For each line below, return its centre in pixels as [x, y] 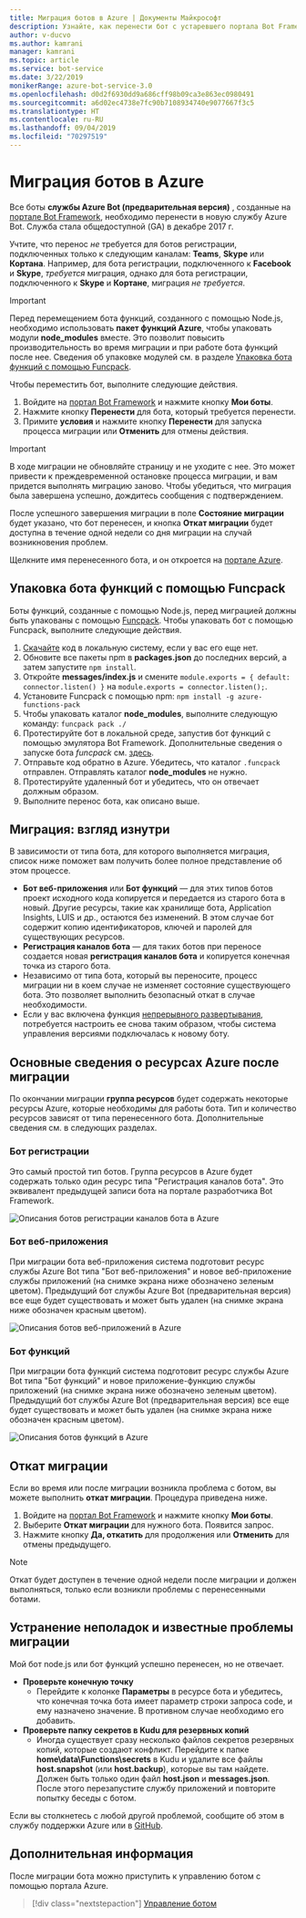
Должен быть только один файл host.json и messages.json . [153, 1778]
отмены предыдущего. [67, 1544]
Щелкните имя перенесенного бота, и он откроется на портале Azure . [147, 560]
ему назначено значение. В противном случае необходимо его [160, 1710]
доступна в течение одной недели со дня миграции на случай [131, 532]
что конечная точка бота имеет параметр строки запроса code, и [164, 1701]
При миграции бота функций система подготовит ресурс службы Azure [149, 1371]
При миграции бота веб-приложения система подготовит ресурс [137, 1261]
